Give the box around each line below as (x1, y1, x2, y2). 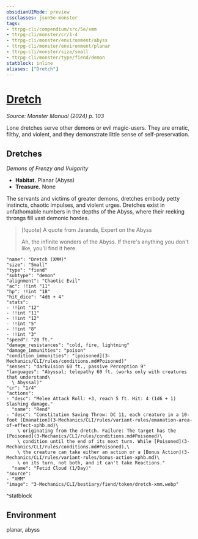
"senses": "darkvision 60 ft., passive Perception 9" (6, 363, 147, 370)
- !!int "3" (6, 332, 37, 338)
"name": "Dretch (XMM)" (6, 256, 67, 263)
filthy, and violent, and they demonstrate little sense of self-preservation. (6, 131, 189, 138)
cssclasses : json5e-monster (6, 15, 78, 21)
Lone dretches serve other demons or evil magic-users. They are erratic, (6, 124, 189, 132)
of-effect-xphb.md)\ (6, 423, 59, 429)
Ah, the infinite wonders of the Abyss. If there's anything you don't (21, 238, 189, 245)
